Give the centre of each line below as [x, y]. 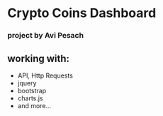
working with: [38, 58]
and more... [34, 105]
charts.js [30, 98]
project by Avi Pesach [45, 36]
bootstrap [32, 90]
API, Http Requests [45, 75]
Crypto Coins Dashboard [82, 13]
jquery [27, 83]
